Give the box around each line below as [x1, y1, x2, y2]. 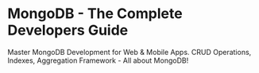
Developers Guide [7, 21, 129, 39]
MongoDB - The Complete [7, 5, 184, 23]
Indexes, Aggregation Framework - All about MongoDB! [7, 56, 189, 65]
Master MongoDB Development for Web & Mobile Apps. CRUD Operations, [7, 47, 252, 57]
